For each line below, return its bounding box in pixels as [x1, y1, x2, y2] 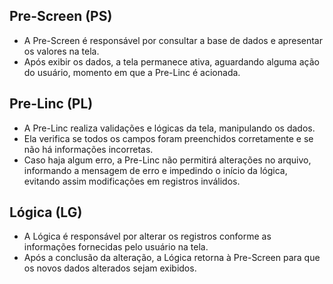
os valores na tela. [23, 45, 100, 57]
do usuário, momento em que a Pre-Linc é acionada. [23, 66, 241, 78]
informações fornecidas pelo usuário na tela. [23, 241, 209, 253]
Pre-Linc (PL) [9, 95, 94, 113]
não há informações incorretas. [23, 143, 154, 155]
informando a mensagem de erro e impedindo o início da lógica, [23, 164, 288, 176]
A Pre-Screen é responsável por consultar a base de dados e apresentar [23, 34, 323, 46]
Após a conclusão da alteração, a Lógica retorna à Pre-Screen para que [23, 252, 321, 264]
